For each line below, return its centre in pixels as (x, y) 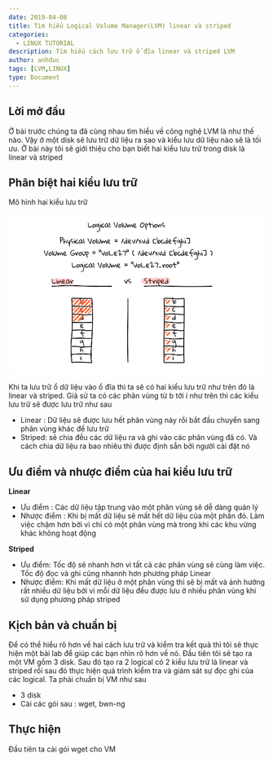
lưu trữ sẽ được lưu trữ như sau (60, 404)
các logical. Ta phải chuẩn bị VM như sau (77, 679)
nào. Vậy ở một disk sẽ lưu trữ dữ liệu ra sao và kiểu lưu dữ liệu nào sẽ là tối (135, 139)
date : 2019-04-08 (38, 17)
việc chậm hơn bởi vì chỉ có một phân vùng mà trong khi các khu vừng (138, 525)
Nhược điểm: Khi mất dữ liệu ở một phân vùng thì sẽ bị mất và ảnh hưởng (143, 582)
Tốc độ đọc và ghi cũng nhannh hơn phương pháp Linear (116, 574)
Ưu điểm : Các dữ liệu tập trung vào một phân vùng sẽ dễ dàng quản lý (139, 507)
